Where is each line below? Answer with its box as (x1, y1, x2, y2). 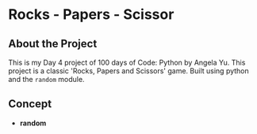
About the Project (8, 37, 98, 50)
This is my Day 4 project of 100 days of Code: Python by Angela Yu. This (8, 58, 246, 67)
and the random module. (8, 75, 85, 84)
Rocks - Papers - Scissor (8, 6, 175, 24)
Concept (8, 97, 52, 111)
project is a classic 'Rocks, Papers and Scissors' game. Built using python (8, 66, 250, 76)
